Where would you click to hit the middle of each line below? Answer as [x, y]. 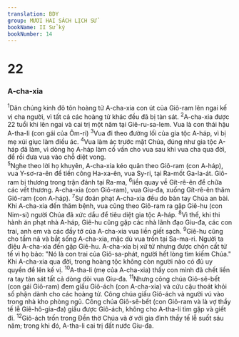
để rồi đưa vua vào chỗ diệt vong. [57, 157]
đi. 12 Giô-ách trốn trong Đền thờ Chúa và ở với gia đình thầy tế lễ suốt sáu [116, 317]
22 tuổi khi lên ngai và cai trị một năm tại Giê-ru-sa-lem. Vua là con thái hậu [118, 125]
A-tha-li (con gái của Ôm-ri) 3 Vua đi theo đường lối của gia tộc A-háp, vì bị [117, 133]
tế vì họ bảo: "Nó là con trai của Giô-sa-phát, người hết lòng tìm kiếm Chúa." [119, 254]
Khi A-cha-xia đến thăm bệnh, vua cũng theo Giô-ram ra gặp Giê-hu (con [115, 206]
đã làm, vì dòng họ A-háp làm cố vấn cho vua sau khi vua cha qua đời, [123, 150]
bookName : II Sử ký [36, 27]
